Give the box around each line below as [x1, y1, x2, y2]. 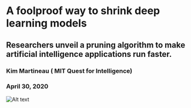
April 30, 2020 [6, 82, 49, 90]
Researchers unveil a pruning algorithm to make [6, 40, 186, 50]
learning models [6, 16, 87, 30]
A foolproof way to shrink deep [6, 4, 160, 18]
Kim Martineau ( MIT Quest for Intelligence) [6, 66, 133, 75]
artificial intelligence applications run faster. [6, 49, 172, 59]
